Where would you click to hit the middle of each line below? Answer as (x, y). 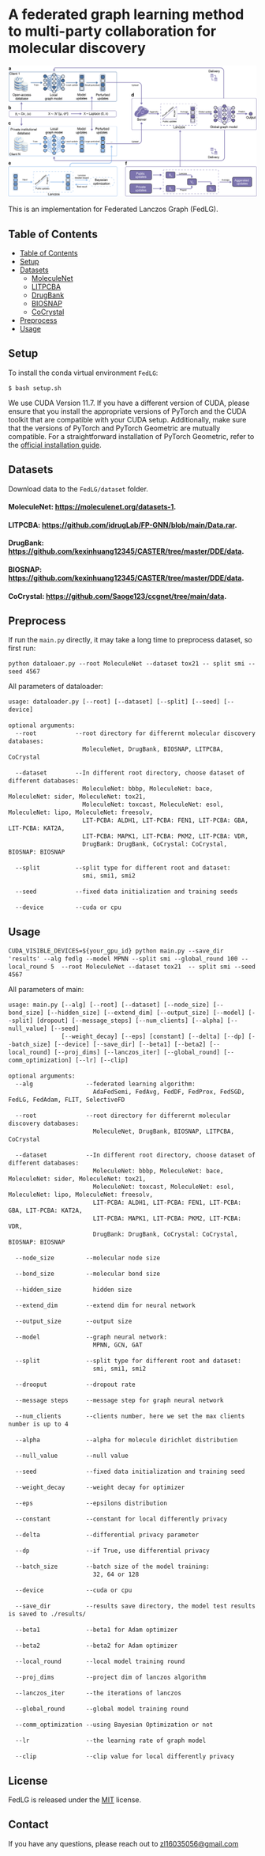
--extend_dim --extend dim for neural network (105, 1306)
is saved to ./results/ (47, 1614)
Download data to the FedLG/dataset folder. (78, 489)
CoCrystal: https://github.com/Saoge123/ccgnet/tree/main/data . (118, 596)
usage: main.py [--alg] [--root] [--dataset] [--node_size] (109, 1005)
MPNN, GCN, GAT (118, 1345)
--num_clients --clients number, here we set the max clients (130, 1417)
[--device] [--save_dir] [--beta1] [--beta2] (130, 1045)
